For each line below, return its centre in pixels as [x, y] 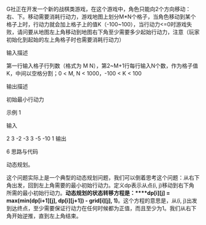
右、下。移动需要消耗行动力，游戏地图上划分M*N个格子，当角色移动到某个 [101, 17]
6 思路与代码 [22, 151]
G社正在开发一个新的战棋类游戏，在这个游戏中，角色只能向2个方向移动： [99, 9]
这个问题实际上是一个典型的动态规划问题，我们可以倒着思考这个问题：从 [97, 177]
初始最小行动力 [25, 99]
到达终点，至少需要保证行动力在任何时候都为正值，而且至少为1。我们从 [96, 208]
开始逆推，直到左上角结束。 [46, 216]
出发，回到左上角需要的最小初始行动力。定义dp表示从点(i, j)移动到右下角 [103, 185]
